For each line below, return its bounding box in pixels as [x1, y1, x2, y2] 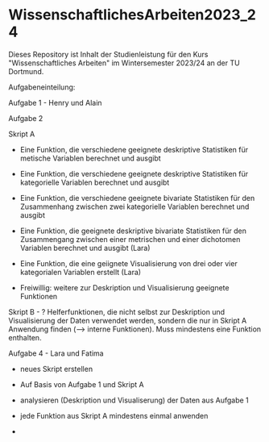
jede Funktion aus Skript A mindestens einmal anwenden [19, 411, 209, 420]
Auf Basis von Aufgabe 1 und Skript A [19, 379, 144, 389]
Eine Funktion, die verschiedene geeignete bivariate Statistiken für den [19, 193, 255, 202]
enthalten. [8, 332, 42, 342]
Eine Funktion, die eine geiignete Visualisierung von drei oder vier [19, 258, 238, 268]
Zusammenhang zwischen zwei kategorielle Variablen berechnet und [19, 202, 250, 211]
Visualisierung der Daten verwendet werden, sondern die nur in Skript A [8, 315, 247, 325]
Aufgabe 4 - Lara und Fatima [8, 348, 104, 358]
